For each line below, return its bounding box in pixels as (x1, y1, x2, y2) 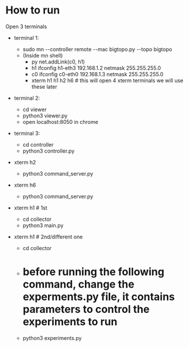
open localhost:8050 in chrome (22, 118, 99, 125)
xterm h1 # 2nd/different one (13, 233, 83, 240)
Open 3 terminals (5, 23, 47, 30)
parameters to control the (22, 303, 150, 316)
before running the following (22, 265, 164, 279)
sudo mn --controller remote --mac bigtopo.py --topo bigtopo (22, 45, 173, 53)
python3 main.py (22, 221, 64, 229)
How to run (5, 4, 60, 17)
